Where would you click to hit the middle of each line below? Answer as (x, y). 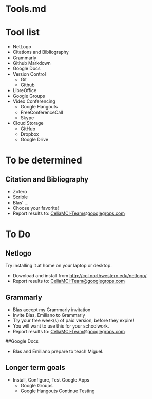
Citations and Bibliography (41, 52)
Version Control (29, 74)
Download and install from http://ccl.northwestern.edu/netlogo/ (80, 276)
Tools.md (26, 9)
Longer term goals (35, 367)
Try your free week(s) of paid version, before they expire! (73, 320)
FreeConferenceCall (42, 112)
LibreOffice (25, 90)
